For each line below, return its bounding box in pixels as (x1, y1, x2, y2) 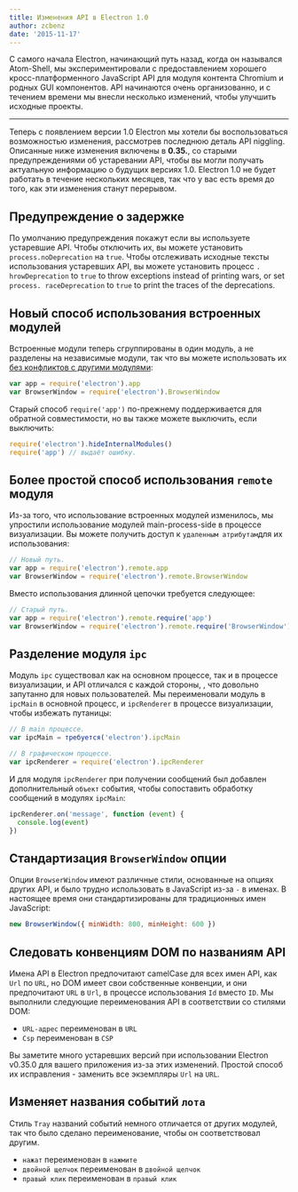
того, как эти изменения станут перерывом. (9, 183, 177, 194)
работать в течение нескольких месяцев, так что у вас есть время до (9, 174, 275, 185)
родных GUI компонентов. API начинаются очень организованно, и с (9, 82, 271, 93)
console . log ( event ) (17, 818, 90, 827)
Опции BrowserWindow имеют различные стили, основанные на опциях (9, 875, 274, 885)
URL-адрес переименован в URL (21, 1023, 137, 1034)
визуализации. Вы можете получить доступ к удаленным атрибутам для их (9, 529, 283, 540)
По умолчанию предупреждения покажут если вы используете (9, 233, 251, 244)
